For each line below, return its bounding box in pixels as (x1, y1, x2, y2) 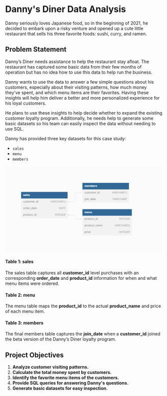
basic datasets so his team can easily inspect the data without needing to (5, 120, 156, 126)
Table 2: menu (5, 292, 36, 298)
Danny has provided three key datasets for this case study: (5, 135, 126, 141)
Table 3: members (5, 319, 44, 326)
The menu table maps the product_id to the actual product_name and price (5, 303, 161, 309)
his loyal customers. (5, 100, 46, 106)
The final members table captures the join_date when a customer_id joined (5, 331, 161, 337)
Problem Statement (5, 45, 67, 54)
